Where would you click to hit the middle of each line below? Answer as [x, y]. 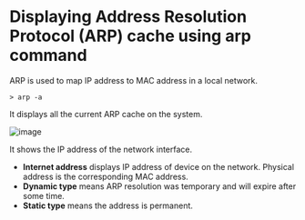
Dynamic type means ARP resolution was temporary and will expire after [159, 186]
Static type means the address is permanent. [108, 205]
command [49, 55]
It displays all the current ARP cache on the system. [106, 114]
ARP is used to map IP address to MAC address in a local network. [133, 80]
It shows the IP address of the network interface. [101, 149]
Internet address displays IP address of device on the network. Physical [158, 166]
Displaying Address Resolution [128, 17]
